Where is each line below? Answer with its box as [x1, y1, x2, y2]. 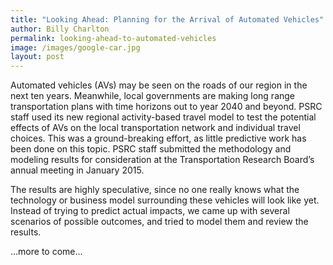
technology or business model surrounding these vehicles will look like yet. [10, 194, 320, 206]
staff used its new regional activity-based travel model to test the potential [10, 111, 317, 123]
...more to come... [10, 246, 83, 258]
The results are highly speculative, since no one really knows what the [10, 184, 300, 196]
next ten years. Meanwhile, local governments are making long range [10, 90, 296, 102]
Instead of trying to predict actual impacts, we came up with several [10, 205, 290, 217]
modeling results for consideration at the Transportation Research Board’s [10, 154, 315, 166]
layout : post [10, 52, 65, 62]
